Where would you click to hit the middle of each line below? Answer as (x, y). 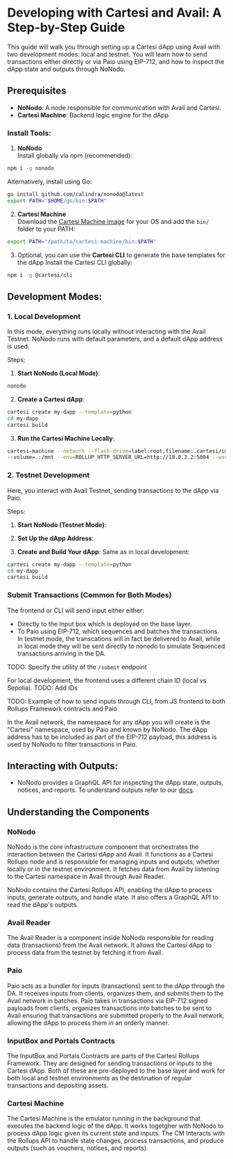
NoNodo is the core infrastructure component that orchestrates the (103, 847)
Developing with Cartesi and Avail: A (114, 13)
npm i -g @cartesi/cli (40, 275)
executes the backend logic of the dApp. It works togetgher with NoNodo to (115, 1126)
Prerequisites (37, 91)
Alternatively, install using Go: (50, 181)
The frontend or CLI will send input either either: (76, 610)
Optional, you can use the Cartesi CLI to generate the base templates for (121, 254)
